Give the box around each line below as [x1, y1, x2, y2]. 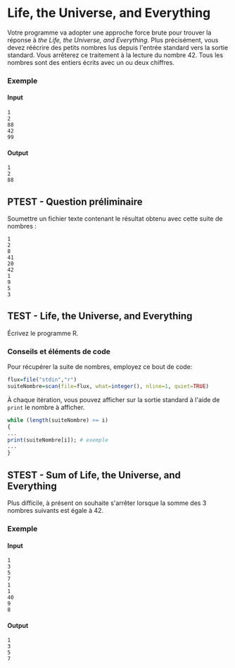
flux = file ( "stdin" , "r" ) [7, 376, 77, 384]
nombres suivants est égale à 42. [7, 506, 104, 514]
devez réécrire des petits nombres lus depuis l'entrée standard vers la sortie [7, 43, 229, 51]
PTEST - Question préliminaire [7, 195, 143, 207]
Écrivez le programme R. [7, 329, 79, 337]
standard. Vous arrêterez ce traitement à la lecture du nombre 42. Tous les [7, 51, 224, 59]
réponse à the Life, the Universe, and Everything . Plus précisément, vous [7, 35, 219, 44]
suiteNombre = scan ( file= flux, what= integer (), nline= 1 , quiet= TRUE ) [7, 383, 210, 390]
